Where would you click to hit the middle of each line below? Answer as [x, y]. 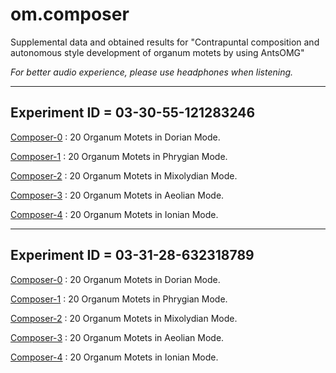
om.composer [70, 14]
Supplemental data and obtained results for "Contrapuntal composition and [165, 42]
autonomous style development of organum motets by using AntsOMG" [157, 52]
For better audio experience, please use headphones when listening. [152, 72]
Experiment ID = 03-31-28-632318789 [132, 255]
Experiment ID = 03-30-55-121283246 [133, 113]
